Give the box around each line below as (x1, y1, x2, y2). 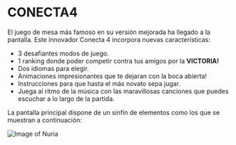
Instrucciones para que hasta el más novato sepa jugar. (17, 79, 180, 87)
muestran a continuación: (7, 115, 82, 124)
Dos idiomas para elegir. (17, 64, 89, 72)
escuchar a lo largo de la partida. (17, 94, 116, 103)
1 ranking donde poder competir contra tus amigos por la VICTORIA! (17, 56, 220, 65)
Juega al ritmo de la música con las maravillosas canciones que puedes (17, 87, 230, 95)
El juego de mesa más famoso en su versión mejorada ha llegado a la (7, 28, 210, 36)
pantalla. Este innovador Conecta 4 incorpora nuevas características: (7, 35, 210, 43)
